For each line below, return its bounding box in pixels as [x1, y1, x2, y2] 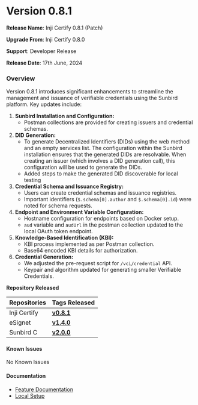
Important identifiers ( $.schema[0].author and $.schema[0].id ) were [23, 196, 192, 203]
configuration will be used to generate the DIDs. [23, 164, 142, 171]
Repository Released [6, 284, 59, 292]
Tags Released [52, 298, 95, 307]
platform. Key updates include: [6, 101, 82, 108]
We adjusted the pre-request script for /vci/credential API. [23, 260, 173, 267]
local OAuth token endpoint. [23, 228, 93, 235]
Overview [6, 74, 35, 83]
